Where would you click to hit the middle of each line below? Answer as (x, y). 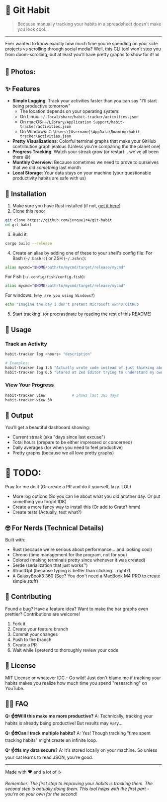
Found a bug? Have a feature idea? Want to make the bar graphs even (77, 609)
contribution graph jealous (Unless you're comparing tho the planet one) (86, 147)
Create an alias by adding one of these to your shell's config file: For (82, 253)
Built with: (15, 540)
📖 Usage (18, 329)
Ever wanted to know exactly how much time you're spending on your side (82, 43)
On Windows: (34, 132)
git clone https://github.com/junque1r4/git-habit (59, 220)
